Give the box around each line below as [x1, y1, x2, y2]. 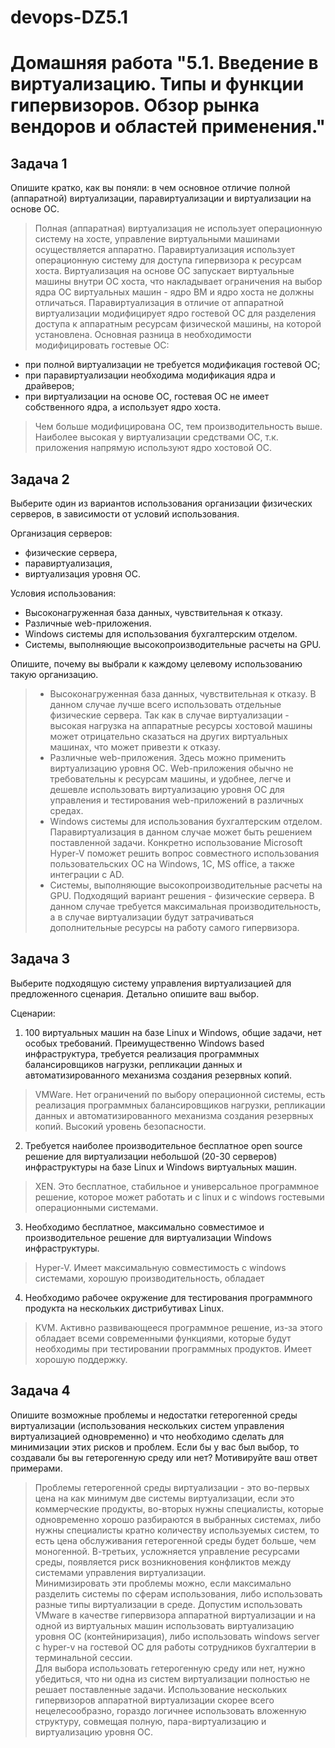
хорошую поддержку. [34, 1353, 128, 1365]
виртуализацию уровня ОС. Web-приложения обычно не [49, 762, 294, 774]
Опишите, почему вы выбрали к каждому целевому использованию [10, 658, 303, 670]
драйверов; [24, 380, 75, 392]
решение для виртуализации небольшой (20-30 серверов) [24, 1150, 278, 1162]
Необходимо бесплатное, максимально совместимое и [24, 1221, 265, 1233]
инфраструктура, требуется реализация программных [24, 1047, 260, 1060]
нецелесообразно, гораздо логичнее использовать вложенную [34, 1704, 307, 1716]
